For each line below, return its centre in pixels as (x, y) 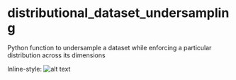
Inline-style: (25, 69)
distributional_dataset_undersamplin (118, 13)
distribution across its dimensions (56, 55)
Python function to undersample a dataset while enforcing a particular (109, 47)
